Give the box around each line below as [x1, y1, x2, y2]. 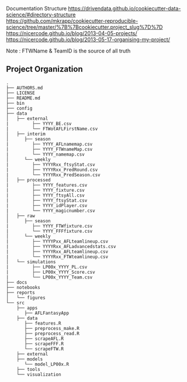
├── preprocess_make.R [24, 325, 80, 331]
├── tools [16, 366, 41, 372]
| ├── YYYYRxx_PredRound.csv [6, 167, 98, 173]
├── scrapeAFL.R [24, 336, 64, 342]
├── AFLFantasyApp [24, 310, 69, 316]
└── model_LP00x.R [24, 361, 69, 367]
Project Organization [6, 64, 83, 74]
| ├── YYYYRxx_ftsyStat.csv [6, 161, 95, 167]
